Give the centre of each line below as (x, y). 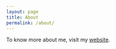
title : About (22, 17)
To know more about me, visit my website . (58, 40)
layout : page (22, 12)
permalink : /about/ (30, 23)
